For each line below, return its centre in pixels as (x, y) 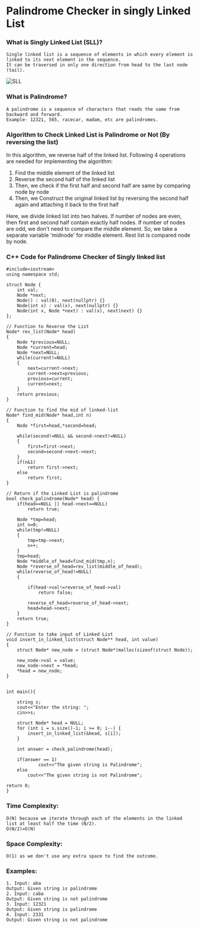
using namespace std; (33, 275)
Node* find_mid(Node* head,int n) (49, 416)
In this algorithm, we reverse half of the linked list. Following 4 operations (96, 155)
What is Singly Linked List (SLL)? (55, 42)
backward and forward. (34, 114)
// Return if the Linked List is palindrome (62, 494)
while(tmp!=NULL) (38, 530)
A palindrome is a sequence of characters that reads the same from (93, 109)
